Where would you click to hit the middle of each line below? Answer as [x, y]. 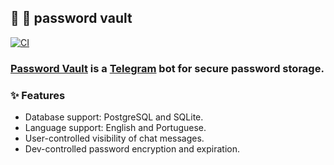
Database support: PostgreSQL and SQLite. [114, 117]
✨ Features [38, 95]
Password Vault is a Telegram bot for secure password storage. [167, 68]
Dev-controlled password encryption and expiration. [132, 149]
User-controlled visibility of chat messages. [114, 138]
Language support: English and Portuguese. [115, 128]
